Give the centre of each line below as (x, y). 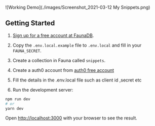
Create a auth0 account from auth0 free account (63, 70)
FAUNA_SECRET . (27, 51)
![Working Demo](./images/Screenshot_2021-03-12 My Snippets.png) (78, 7)
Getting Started (30, 23)
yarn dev (14, 108)
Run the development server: (43, 90)
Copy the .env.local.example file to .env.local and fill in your (77, 45)
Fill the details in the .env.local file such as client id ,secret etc (77, 80)
